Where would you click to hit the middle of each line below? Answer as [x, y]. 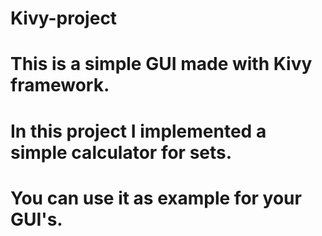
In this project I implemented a [138, 131]
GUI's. [36, 219]
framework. [60, 85]
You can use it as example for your [156, 198]
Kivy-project [64, 18]
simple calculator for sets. [121, 152]
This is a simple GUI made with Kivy [161, 64]
